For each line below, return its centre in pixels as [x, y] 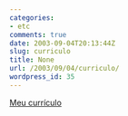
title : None [32, 60]
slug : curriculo [40, 52]
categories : [32, 18]
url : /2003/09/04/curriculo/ [64, 69]
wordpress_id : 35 [42, 77]
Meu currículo [35, 102]
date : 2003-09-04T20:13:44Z [63, 43]
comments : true [38, 34]
